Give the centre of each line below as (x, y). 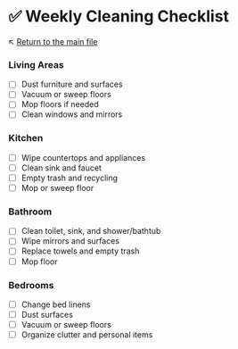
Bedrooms (31, 285)
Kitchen (26, 138)
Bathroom (30, 212)
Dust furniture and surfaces (72, 84)
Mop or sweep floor (57, 187)
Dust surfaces (47, 314)
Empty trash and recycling (69, 178)
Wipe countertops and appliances (83, 157)
